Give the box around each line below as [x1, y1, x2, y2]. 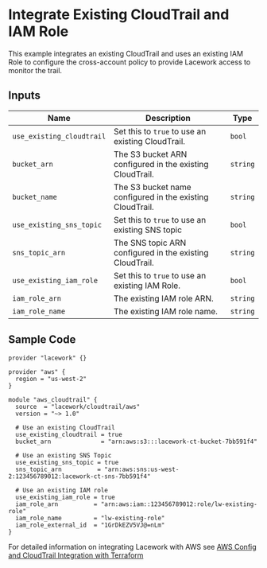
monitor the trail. [8, 65, 62, 75]
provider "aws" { [8, 368, 66, 375]
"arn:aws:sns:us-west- [104, 465, 180, 473]
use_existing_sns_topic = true [15, 458, 119, 466]
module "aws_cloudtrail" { [8, 395, 98, 403]
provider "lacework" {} [8, 354, 87, 362]
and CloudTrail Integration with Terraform [8, 550, 144, 560]
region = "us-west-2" [15, 375, 87, 383]
